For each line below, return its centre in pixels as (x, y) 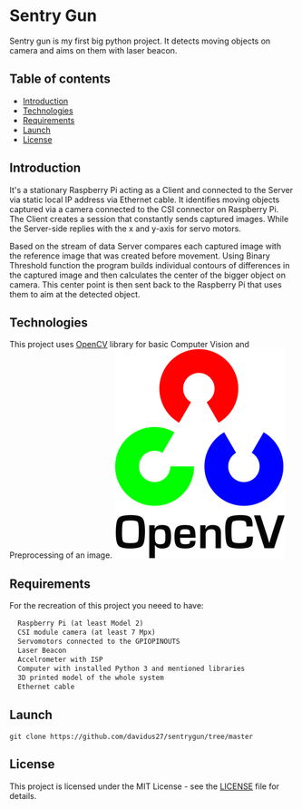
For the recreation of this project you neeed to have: (107, 606)
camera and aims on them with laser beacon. (93, 50)
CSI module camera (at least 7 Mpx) (87, 633)
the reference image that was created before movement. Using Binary (140, 256)
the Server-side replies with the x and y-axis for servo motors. (126, 229)
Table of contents (60, 79)
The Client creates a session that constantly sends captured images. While (149, 219)
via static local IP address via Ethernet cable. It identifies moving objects (145, 200)
